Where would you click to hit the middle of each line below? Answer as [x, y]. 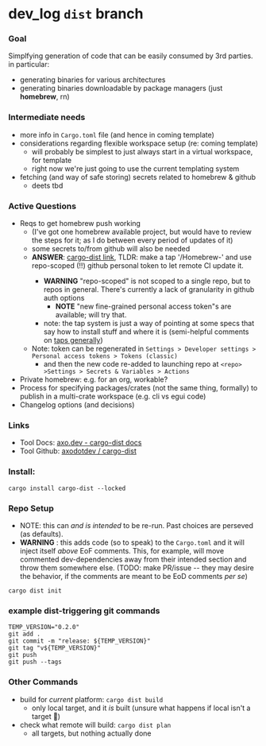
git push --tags [35, 662]
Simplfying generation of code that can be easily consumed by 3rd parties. [131, 56]
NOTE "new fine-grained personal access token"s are [143, 306]
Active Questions [42, 206]
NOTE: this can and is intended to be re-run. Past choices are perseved [137, 525]
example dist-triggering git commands [84, 611]
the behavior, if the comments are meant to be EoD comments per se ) [134, 576]
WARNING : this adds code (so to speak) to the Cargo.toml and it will [132, 542]
